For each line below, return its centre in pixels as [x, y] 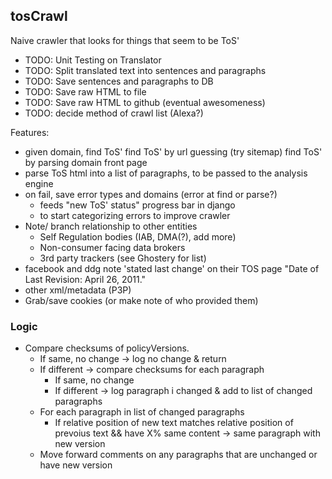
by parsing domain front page [86, 162]
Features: [30, 132]
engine [39, 183]
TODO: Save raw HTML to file [85, 91]
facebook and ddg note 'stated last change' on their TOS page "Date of [172, 268]
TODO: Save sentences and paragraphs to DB [119, 81]
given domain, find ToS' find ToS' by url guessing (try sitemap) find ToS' [173, 151]
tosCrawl [39, 16]
